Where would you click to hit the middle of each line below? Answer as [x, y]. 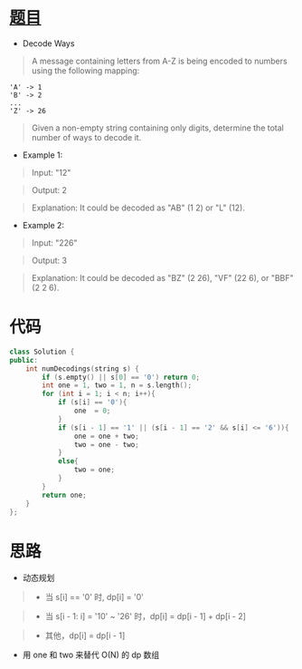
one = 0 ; [92, 411]
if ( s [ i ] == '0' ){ [92, 402]
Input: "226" [55, 242]
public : [24, 360]
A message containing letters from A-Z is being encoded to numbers [159, 61]
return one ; [65, 495]
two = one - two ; [107, 444]
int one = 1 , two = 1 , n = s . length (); [117, 385]
